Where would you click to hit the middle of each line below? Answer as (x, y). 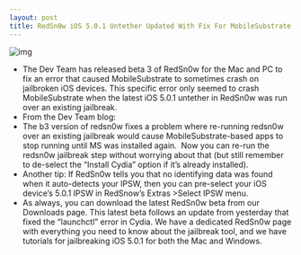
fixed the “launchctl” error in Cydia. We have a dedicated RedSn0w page (157, 222)
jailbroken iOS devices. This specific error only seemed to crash (141, 88)
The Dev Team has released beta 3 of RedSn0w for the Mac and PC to (152, 69)
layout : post (34, 18)
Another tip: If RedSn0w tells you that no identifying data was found (147, 174)
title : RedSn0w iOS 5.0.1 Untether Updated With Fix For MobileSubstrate (150, 26)
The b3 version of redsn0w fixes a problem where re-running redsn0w (153, 126)
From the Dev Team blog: (69, 117)
